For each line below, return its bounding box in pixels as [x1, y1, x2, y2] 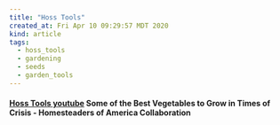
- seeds [17, 63, 46, 72]
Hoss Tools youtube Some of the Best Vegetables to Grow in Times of [9, 98, 271, 109]
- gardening [17, 54, 62, 63]
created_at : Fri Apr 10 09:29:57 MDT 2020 [9, 21, 169, 30]
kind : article [9, 29, 62, 38]
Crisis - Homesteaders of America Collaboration [9, 107, 191, 118]
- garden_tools [17, 71, 74, 80]
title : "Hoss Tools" [9, 12, 86, 22]
